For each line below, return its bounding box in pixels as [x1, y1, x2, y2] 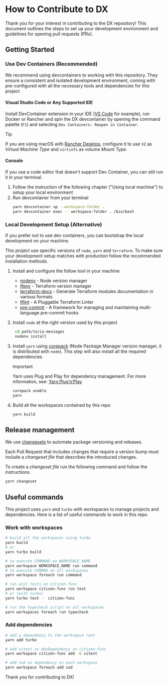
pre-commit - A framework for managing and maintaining [20, 304, 139, 310]
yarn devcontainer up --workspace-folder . [12, 205, 105, 210]
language [20, 310, 40, 316]
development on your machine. [5, 238, 70, 244]
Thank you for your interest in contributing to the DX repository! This [5, 20, 146, 26]
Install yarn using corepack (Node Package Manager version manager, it [12, 343, 162, 349]
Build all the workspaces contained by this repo [12, 402, 111, 408]
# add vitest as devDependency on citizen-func [5, 646, 107, 652]
